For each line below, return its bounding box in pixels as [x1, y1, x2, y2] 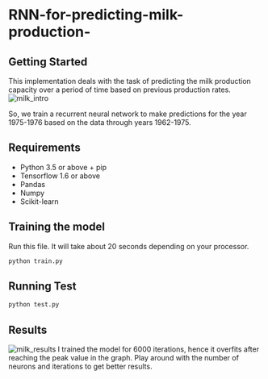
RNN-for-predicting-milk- [8, 6, 184, 24]
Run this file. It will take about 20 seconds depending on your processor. [8, 241, 249, 251]
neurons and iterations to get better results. [8, 361, 153, 371]
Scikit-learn [19, 196, 59, 206]
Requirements [8, 141, 81, 155]
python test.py [8, 301, 60, 309]
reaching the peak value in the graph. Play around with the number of [8, 353, 240, 362]
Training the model [8, 220, 105, 234]
